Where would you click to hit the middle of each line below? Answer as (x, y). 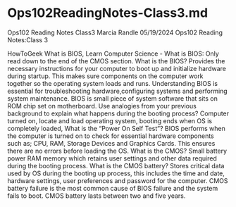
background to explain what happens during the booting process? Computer (118, 113)
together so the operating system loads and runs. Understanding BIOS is (113, 83)
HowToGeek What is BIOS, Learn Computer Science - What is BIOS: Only (113, 54)
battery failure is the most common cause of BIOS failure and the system (113, 188)
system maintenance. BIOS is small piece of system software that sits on (113, 98)
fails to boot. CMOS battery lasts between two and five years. (97, 196)
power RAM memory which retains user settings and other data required (112, 158)
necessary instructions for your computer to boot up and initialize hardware (117, 68)
